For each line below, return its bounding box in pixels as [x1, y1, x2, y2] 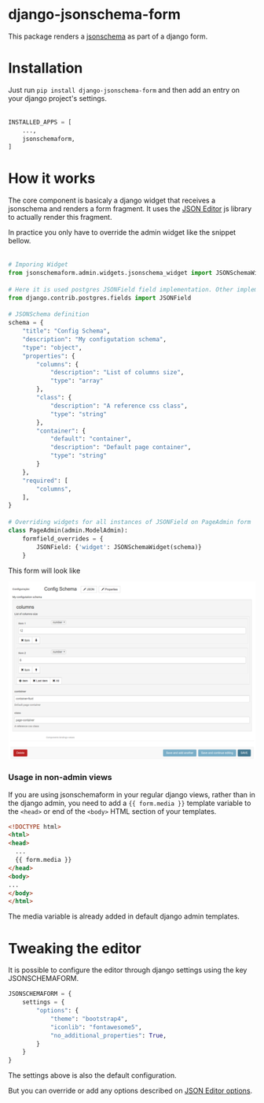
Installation [8, 59, 83, 77]
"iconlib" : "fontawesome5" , [49, 1023, 143, 1031]
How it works [8, 169, 96, 188]
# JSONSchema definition [8, 310, 90, 318]
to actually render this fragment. [8, 213, 112, 222]
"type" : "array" [49, 377, 104, 385]
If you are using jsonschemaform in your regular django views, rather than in [8, 789, 255, 799]
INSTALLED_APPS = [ [8, 118, 72, 126]
